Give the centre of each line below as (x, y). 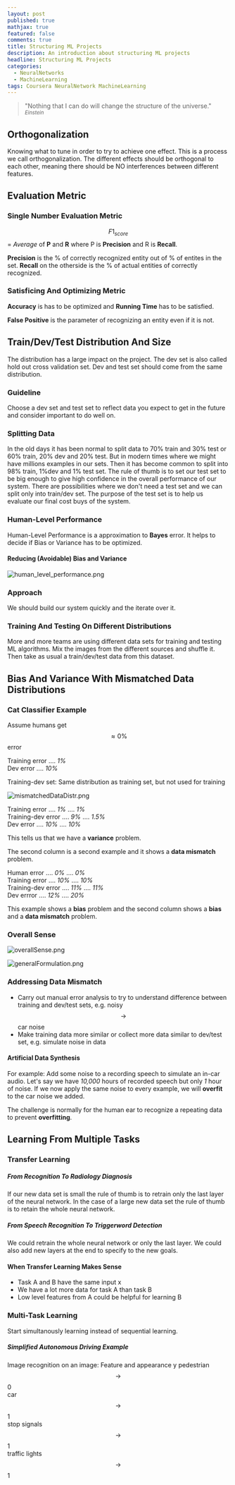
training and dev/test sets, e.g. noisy (70, 1005)
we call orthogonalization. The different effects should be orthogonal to (111, 159)
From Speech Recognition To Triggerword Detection (85, 1225)
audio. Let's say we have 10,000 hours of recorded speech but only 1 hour (115, 1081)
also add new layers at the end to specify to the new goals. (93, 1251)
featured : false (31, 33)
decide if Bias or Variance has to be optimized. (75, 542)
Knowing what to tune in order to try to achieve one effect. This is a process (117, 152)
